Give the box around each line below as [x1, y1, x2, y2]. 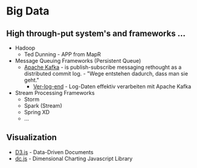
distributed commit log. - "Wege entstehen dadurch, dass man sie [24, 70, 189, 77]
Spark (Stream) [24, 102, 62, 109]
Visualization [6, 132, 57, 143]
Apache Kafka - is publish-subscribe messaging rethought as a [24, 63, 182, 71]
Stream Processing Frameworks [15, 89, 95, 96]
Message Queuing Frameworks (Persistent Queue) [15, 57, 141, 64]
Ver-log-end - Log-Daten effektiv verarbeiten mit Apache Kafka [33, 83, 192, 90]
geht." [24, 77, 39, 83]
